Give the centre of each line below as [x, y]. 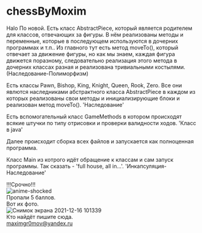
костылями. [170, 67]
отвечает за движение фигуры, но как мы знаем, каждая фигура [91, 54]
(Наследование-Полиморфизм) [47, 73]
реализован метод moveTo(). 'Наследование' [65, 104]
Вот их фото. [23, 204]
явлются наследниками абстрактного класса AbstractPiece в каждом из [101, 91]
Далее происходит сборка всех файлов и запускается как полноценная [100, 141]
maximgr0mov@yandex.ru [40, 223]
